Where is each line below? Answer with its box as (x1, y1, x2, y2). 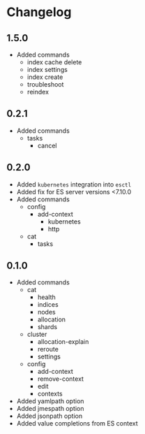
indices (37, 301, 59, 309)
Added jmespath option (16, 405, 84, 413)
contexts (37, 389, 63, 398)
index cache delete (26, 58, 82, 66)
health (37, 293, 56, 301)
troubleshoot (26, 80, 64, 88)
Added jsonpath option (16, 412, 83, 420)
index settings (26, 66, 68, 73)
